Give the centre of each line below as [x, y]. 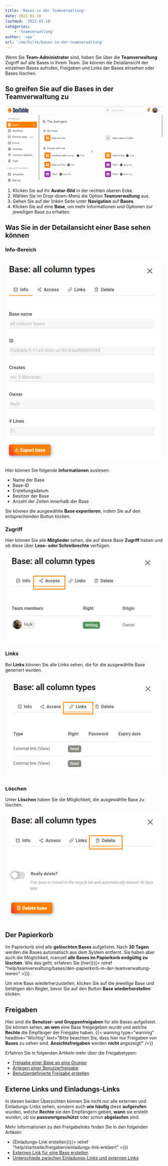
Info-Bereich [21, 250]
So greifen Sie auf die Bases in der [59, 89]
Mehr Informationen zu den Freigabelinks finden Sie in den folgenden [77, 1127]
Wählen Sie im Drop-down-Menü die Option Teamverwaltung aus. [81, 196]
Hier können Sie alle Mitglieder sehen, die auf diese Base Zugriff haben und [84, 540]
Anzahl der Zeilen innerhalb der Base [50, 501]
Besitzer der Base [30, 496]
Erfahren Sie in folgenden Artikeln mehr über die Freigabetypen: [71, 1053]
